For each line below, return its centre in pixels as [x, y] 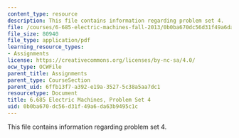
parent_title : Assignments [47, 73]
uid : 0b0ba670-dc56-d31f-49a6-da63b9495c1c [73, 107]
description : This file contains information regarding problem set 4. [116, 21]
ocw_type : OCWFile [34, 67]
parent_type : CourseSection [49, 80]
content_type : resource [43, 14]
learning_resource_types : [46, 47]
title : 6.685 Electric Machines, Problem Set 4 [79, 100]
